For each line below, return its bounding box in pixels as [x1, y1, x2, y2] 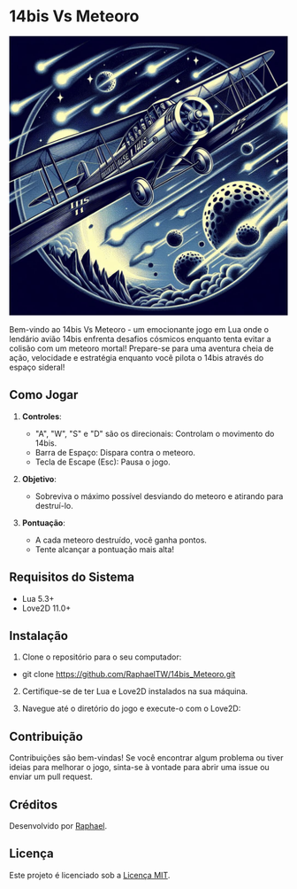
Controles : [21, 410, 62, 422]
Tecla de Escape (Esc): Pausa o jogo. [34, 456, 171, 467]
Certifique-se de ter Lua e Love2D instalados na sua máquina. [21, 686, 248, 697]
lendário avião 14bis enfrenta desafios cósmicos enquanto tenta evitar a [9, 333, 271, 344]
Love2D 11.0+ [21, 603, 72, 613]
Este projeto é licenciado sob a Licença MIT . [9, 870, 171, 880]
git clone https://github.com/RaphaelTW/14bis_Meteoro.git [21, 669, 236, 680]
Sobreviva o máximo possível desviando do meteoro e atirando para [34, 490, 284, 502]
